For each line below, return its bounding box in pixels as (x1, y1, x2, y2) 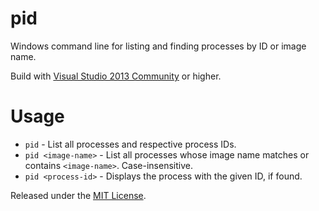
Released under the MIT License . (10, 189, 147, 201)
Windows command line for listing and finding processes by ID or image (10, 40, 307, 52)
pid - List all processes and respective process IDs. (24, 138, 237, 150)
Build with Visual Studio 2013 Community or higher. (10, 70, 222, 82)
